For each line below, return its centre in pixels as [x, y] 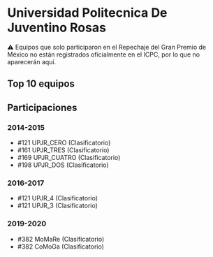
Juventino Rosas [57, 28]
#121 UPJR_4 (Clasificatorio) [58, 198]
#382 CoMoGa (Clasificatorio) [61, 247]
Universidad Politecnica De [87, 13]
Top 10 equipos [41, 84]
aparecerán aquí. [32, 61]
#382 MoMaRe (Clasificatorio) [61, 239]
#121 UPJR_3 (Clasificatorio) [57, 206]
